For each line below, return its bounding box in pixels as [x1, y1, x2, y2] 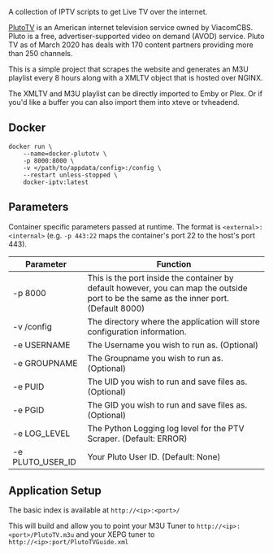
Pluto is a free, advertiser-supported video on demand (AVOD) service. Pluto [8, 32, 265, 41]
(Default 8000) [87, 303, 145, 314]
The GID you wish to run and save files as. [87, 399, 248, 410]
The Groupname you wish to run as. [87, 352, 223, 364]
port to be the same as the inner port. [87, 292, 230, 303]
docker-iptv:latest [23, 178, 89, 186]
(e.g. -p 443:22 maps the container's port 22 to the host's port [46, 230, 256, 240]
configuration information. [87, 325, 187, 337]
